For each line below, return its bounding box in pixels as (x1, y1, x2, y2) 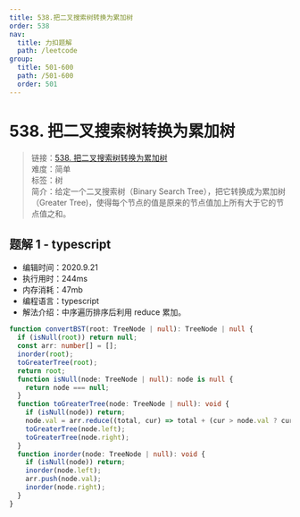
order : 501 (17, 80, 58, 89)
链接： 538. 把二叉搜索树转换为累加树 (30, 152, 168, 163)
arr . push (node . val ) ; (25, 475, 102, 484)
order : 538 (9, 21, 50, 30)
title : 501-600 (17, 64, 74, 72)
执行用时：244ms (21, 274, 87, 284)
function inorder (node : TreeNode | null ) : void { (17, 449, 205, 459)
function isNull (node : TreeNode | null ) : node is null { (17, 375, 234, 384)
